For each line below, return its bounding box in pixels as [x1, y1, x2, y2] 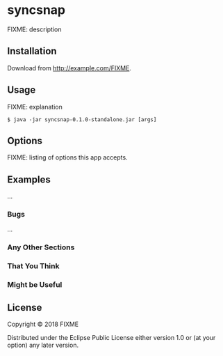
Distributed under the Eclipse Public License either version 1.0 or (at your [7, 334, 216, 342]
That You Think [7, 261, 60, 271]
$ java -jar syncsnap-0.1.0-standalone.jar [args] [7, 116, 157, 123]
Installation [7, 45, 57, 57]
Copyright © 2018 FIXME [7, 320, 79, 329]
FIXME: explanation [7, 102, 63, 111]
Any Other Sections [7, 242, 75, 252]
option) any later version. [7, 341, 79, 350]
